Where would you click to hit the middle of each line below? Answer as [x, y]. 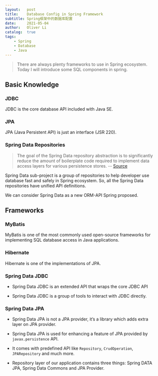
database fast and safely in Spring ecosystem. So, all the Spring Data [74, 180]
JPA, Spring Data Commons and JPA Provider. [58, 368]
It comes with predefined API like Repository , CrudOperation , [73, 348]
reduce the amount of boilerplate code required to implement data [83, 161]
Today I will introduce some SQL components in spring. [72, 69]
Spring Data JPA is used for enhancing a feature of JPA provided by [80, 334]
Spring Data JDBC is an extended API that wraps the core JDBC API [80, 287]
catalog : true [20, 32]
